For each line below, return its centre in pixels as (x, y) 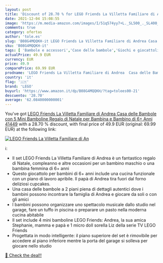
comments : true (20, 28)
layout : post (18, 9)
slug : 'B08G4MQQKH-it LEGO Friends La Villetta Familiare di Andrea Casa (81, 41)
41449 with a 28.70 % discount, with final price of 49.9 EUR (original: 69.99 (81, 124)
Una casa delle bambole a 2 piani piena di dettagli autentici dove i (78, 189)
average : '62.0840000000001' (34, 100)
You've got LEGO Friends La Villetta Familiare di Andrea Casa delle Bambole (81, 114)
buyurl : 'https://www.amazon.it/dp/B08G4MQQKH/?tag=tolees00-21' (72, 91)
